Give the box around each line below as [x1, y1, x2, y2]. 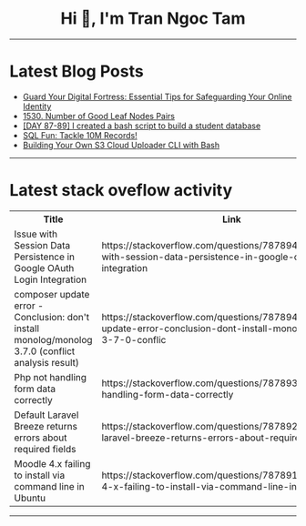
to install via [14, 469, 66, 481]
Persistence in [14, 250, 76, 263]
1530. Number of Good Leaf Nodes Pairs [22, 110, 176, 121]
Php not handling [14, 370, 87, 383]
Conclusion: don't [14, 310, 90, 323]
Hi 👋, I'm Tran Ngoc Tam [60, 8, 246, 29]
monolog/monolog [14, 333, 93, 346]
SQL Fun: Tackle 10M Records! [22, 129, 138, 140]
